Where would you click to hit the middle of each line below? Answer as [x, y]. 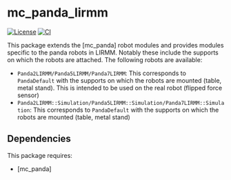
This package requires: [40, 155]
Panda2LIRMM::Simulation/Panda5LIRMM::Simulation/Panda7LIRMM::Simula [121, 103]
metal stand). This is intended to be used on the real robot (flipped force [120, 88]
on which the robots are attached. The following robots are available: [105, 59]
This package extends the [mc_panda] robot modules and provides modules [115, 45]
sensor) [28, 95]
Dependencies [39, 139]
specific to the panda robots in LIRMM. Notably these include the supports [113, 52]
